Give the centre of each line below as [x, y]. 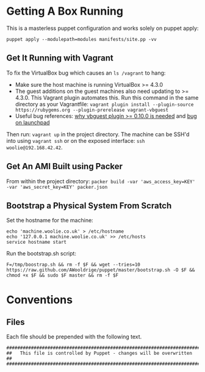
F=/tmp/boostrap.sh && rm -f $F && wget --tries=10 [73, 265]
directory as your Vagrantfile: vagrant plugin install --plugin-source [104, 104]
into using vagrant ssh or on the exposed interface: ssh [76, 140]
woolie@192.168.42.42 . [34, 147]
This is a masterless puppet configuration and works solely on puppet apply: [103, 28]
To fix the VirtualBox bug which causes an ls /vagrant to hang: [86, 73]
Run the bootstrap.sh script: [41, 253]
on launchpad [32, 122]
